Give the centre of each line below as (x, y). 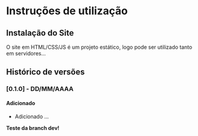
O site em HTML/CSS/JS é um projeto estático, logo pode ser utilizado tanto (99, 47)
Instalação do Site (40, 33)
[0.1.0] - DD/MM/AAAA (40, 89)
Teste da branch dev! (33, 128)
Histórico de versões (45, 72)
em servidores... (26, 53)
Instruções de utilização (67, 11)
